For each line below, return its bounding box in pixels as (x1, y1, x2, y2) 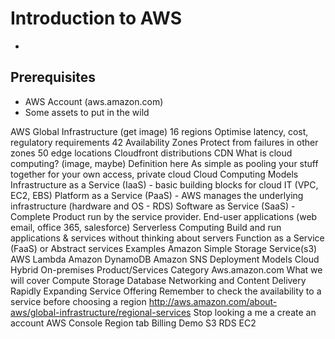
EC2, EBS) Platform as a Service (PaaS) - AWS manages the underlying (10, 189, 304, 201)
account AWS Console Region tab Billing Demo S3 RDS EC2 (10, 317, 257, 329)
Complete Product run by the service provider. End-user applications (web (10, 210, 318, 222)
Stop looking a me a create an (193, 306, 317, 318)
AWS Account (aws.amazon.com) (24, 95, 164, 107)
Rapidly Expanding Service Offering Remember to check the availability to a (10, 285, 322, 297)
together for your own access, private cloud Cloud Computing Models (10, 168, 299, 180)
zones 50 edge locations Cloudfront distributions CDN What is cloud (10, 147, 293, 159)
